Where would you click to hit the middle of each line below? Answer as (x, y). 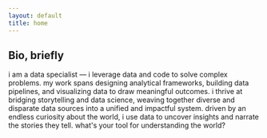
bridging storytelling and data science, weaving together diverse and (122, 100)
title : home (28, 23)
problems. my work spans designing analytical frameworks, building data (129, 83)
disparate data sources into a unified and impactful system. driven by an (127, 108)
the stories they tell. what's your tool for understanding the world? (117, 125)
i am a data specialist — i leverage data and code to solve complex (118, 75)
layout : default (35, 16)
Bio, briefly (36, 55)
